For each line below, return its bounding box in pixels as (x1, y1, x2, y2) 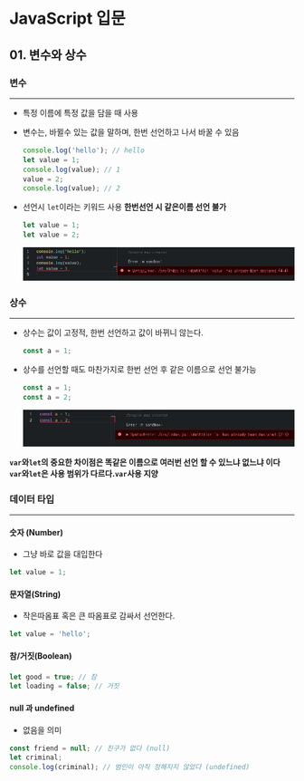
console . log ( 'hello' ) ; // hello (22, 146, 145, 155)
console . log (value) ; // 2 (22, 184, 120, 193)
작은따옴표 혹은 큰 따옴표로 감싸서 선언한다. (22, 611, 176, 622)
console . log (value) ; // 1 (22, 165, 120, 174)
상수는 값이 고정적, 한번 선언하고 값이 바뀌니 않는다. (22, 327, 204, 338)
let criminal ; (9, 753, 63, 762)
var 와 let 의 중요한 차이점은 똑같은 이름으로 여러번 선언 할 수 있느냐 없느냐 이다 (9, 457, 280, 468)
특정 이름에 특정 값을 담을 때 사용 (22, 107, 138, 118)
